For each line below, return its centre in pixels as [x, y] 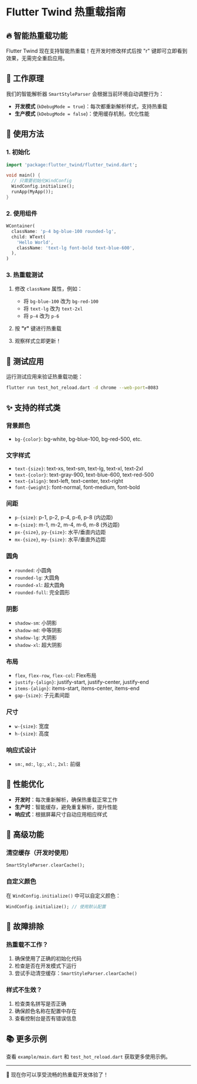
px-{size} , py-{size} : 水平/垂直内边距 [60, 532]
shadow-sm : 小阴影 [36, 623]
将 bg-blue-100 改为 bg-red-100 [61, 301]
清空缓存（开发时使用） [39, 853]
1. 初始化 [18, 152]
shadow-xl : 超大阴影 [38, 645]
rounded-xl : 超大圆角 [40, 585]
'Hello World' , [35, 242]
